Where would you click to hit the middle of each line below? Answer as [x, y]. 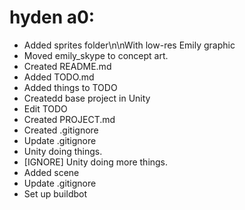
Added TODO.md [59, 77]
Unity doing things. [63, 151]
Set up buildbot [55, 193]
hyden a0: [52, 17]
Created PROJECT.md [69, 119]
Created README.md [67, 66]
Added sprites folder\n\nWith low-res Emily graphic [129, 45]
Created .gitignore [61, 130]
